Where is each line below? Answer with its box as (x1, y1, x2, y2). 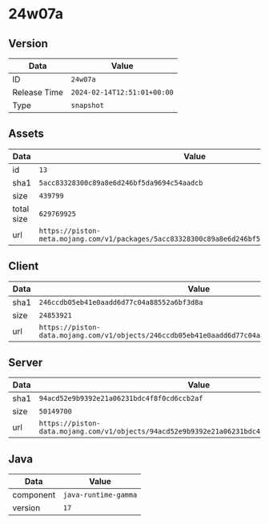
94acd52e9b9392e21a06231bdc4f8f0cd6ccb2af (38, 394, 203, 403)
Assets (8, 127, 44, 141)
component (12, 490, 56, 501)
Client (8, 259, 39, 273)
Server (8, 356, 43, 370)
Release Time (12, 87, 64, 98)
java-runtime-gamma (62, 490, 138, 500)
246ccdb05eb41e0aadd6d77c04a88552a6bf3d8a (38, 298, 203, 306)
